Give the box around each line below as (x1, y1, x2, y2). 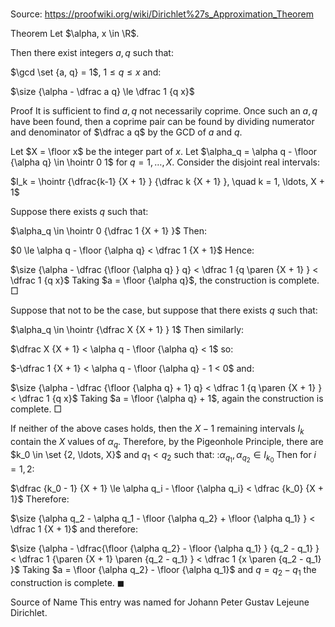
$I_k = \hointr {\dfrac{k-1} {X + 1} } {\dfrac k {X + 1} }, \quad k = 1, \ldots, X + (10, 176, 326, 188)
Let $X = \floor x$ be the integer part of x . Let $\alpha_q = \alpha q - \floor (10, 146, 318, 158)
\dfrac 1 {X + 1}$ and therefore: (10, 523, 139, 535)
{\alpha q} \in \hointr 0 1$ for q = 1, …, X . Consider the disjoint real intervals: (10, 156, 320, 168)
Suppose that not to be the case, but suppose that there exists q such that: (10, 304, 318, 317)
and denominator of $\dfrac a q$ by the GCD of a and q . (10, 126, 243, 138)
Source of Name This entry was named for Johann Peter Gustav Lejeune (10, 596, 310, 608)
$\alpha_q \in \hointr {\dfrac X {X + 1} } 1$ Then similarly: (10, 324, 245, 336)
